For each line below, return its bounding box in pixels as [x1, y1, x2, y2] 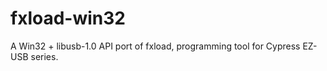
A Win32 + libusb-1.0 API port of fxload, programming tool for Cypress [10, 40, 301, 52]
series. [30, 50, 59, 62]
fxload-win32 [10, 7, 126, 30]
